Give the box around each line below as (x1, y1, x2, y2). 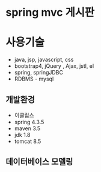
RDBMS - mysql (14, 75, 54, 82)
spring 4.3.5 (14, 118, 44, 125)
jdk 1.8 (14, 131, 31, 138)
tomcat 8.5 (14, 137, 41, 145)
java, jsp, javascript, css (14, 56, 74, 64)
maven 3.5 (14, 125, 41, 132)
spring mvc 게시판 (5, 5, 94, 19)
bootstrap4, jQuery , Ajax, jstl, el (14, 62, 94, 70)
